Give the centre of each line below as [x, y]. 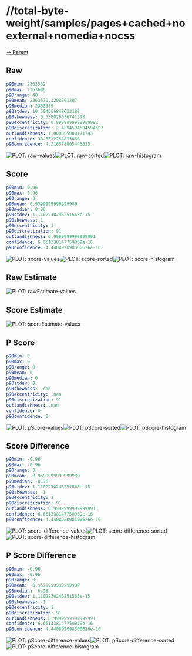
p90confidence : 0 [27, 416]
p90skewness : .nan [28, 389]
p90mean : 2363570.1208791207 [42, 101]
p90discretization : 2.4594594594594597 [55, 128]
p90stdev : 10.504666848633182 [43, 112]
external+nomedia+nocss [71, 36]
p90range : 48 [22, 95]
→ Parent [17, 52]
